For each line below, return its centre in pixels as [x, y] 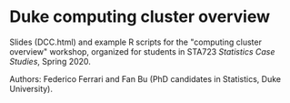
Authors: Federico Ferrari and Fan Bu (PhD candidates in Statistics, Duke [145, 78]
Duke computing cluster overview [140, 17]
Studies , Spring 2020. [50, 61]
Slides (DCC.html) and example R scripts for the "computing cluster [135, 42]
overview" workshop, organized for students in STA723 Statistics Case [142, 51]
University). [31, 88]
